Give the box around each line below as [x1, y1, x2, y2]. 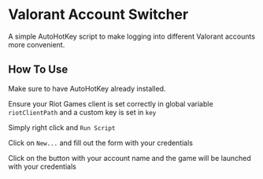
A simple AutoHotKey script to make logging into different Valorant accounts [8, 32, 256, 41]
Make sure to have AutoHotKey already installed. [8, 84, 166, 93]
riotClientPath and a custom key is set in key [8, 107, 157, 117]
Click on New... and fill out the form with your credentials [8, 138, 193, 147]
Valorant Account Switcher [8, 6, 189, 24]
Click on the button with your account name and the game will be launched [8, 153, 252, 162]
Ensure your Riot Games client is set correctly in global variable [8, 99, 214, 108]
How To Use [8, 63, 69, 76]
